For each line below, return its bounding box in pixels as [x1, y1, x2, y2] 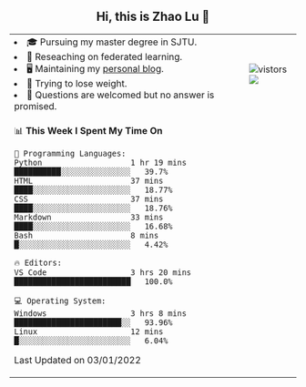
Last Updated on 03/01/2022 [14, 353, 141, 366]
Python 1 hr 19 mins [14, 157, 187, 168]
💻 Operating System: [14, 295, 107, 306]
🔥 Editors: [14, 257, 62, 268]
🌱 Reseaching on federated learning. [26, 50, 183, 63]
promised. [14, 99, 57, 112]
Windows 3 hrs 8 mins [14, 308, 187, 319]
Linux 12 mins [14, 326, 164, 337]
